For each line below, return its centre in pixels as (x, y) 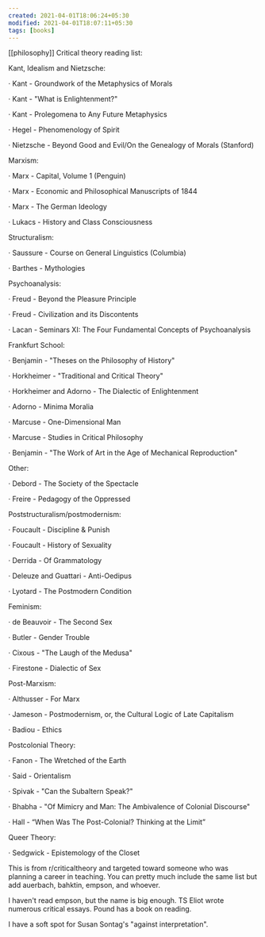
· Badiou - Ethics (35, 730)
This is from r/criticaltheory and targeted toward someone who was (118, 868)
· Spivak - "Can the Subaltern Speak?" (71, 792)
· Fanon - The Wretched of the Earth (67, 761)
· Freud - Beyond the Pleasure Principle (72, 299)
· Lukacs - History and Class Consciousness (81, 222)
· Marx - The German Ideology (58, 206)
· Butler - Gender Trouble (49, 638)
